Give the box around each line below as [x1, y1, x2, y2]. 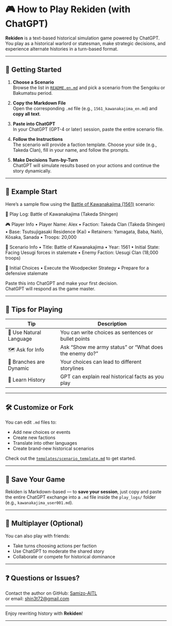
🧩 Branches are [8, 359, 45, 366]
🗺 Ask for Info [8, 346, 45, 353]
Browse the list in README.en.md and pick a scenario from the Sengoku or [12, 85, 165, 91]
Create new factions [12, 434, 56, 441]
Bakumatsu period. [12, 90, 53, 96]
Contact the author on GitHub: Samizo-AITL [5, 590, 97, 596]
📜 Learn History [8, 377, 46, 384]
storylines [60, 365, 84, 372]
